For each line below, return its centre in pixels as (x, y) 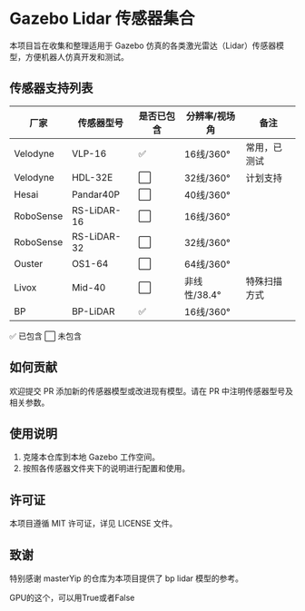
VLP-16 (89, 153)
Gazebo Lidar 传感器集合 (102, 19)
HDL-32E (92, 177)
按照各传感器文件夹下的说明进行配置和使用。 (106, 468)
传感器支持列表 (51, 89)
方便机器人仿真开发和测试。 (77, 56)
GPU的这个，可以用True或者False (72, 597)
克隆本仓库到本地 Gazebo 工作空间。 (91, 457)
